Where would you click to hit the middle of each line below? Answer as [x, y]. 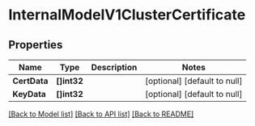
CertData [30, 81]
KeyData [29, 94]
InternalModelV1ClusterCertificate [127, 15]
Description [114, 67]
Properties [36, 45]
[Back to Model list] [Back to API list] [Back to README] [101, 114]
